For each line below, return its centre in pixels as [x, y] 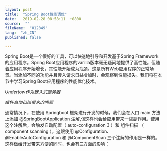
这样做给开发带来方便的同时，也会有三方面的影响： [57, 144]
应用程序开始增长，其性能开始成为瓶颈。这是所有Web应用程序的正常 [79, 69]
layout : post [19, 10]
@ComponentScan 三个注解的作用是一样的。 [114, 137]
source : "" [17, 24]
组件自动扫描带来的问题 [29, 102]
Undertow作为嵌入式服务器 [33, 92]
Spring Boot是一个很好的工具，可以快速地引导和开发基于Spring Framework [82, 56]
